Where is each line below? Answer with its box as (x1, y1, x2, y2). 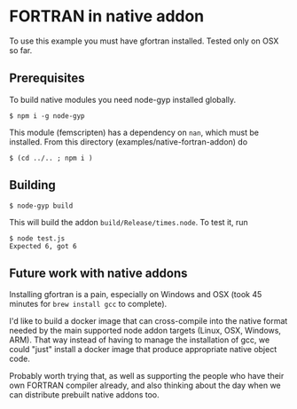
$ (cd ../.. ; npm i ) (9, 153, 93, 162)
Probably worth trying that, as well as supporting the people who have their (9, 371, 285, 381)
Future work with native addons (9, 265, 188, 280)
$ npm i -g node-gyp (9, 111, 86, 121)
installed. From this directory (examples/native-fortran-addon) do (9, 136, 248, 147)
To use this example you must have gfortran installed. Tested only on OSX (9, 35, 279, 46)
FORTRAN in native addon (9, 6, 205, 27)
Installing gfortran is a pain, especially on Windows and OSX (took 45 (9, 289, 262, 300)
